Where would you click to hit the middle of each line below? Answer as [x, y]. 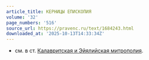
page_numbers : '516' [32, 23]
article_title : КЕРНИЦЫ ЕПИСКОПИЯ [49, 12]
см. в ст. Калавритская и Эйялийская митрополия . [79, 50]
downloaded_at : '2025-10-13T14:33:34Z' [56, 34]
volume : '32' [22, 17]
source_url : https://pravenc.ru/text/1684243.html [70, 28]
